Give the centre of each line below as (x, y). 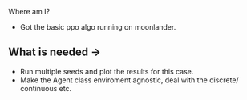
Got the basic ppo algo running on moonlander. (98, 27)
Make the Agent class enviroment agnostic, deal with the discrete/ (129, 80)
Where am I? (29, 12)
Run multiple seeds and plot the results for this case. (107, 71)
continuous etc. (46, 88)
